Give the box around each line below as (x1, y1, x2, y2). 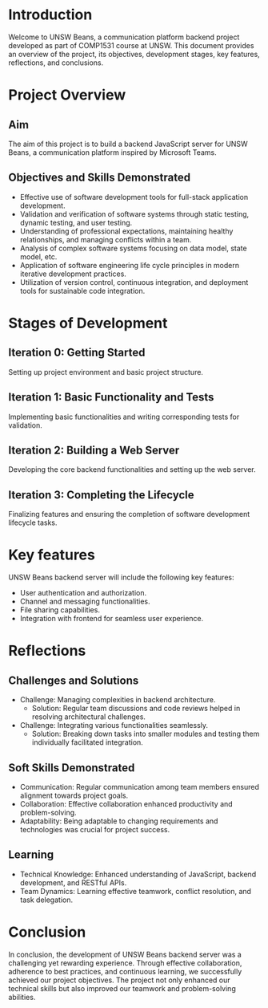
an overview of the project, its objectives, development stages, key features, (8, 49, 260, 59)
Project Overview (8, 86, 126, 104)
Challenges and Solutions (8, 673, 139, 687)
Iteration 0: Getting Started (8, 346, 146, 360)
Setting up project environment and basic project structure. (8, 367, 204, 376)
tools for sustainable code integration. (19, 286, 146, 295)
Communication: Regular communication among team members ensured (19, 782, 260, 791)
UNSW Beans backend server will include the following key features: (8, 572, 234, 583)
